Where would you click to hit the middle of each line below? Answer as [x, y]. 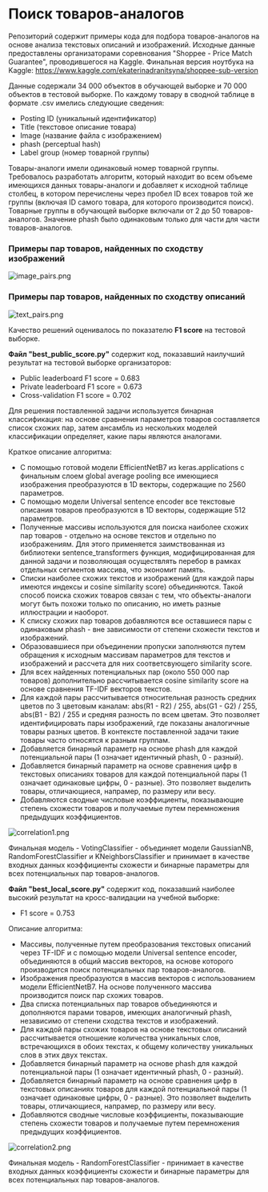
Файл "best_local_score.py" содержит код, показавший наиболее [122, 889]
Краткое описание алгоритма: [60, 452]
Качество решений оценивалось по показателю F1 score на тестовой [127, 330]
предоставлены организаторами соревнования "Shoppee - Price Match [130, 53]
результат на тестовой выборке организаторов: [90, 363]
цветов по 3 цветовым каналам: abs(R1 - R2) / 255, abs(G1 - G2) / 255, [138, 706]
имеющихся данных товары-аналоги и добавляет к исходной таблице [128, 184]
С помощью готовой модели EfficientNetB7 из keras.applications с [132, 467]
